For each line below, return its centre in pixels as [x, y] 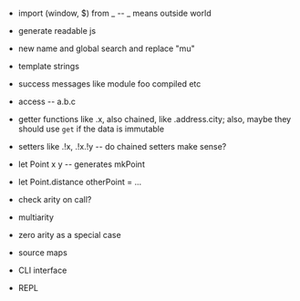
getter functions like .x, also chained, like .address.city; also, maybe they [155, 119]
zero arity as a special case [69, 235]
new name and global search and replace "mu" [106, 48]
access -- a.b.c [47, 101]
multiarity [36, 217]
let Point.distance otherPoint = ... [80, 182]
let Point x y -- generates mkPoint [82, 164]
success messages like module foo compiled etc [109, 84]
